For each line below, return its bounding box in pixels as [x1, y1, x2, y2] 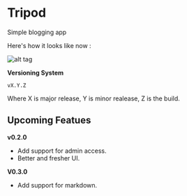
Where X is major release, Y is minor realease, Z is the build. [7, 94, 180, 103]
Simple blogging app [7, 28, 67, 36]
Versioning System [7, 68, 64, 77]
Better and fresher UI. [17, 153, 80, 162]
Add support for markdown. [17, 181, 98, 189]
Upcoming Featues [7, 114, 91, 126]
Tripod [7, 5, 47, 21]
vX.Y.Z [7, 82, 27, 89]
